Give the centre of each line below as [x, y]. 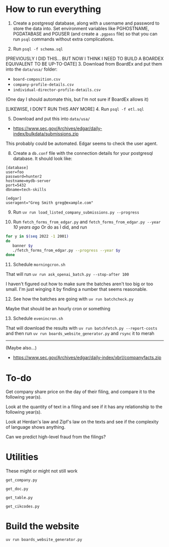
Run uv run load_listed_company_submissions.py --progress [76, 212]
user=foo [15, 172]
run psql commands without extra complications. [63, 39]
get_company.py [22, 480]
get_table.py [19, 498]
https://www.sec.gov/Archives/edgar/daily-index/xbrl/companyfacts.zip [87, 357]
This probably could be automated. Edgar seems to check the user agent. [82, 143]
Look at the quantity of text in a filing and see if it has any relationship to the [84, 407]
